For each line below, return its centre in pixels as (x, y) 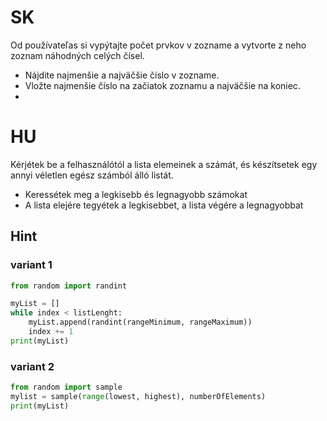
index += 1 (51, 332)
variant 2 (32, 366)
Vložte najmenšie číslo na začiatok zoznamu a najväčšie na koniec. (162, 85)
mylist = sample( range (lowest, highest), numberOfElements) (138, 396)
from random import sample (66, 387)
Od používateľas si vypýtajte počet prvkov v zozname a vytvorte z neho (158, 45)
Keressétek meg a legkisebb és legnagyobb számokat (136, 194)
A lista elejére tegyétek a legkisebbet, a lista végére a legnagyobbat (164, 205)
